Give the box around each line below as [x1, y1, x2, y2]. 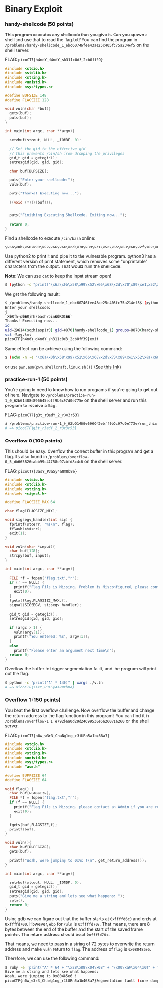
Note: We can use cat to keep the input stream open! [5, 273, 112, 279]
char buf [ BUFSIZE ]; [9, 169, 49, 174]
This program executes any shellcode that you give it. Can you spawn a [5, 32, 148, 37]
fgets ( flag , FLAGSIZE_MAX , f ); [9, 598, 68, 603]
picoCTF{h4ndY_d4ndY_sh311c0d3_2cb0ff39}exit [5, 336, 98, 341]
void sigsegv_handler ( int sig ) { [5, 517, 73, 522]
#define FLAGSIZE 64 [5, 777, 47, 782]
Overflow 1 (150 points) [5, 696, 61, 703]
